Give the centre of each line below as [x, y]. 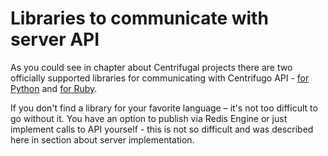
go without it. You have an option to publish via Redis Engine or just [149, 118]
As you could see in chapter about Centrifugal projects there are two [151, 67]
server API [55, 39]
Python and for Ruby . [54, 88]
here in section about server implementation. [102, 139]
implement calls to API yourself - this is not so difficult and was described [162, 129]
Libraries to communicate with [139, 18]
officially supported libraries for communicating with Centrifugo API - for [160, 78]
